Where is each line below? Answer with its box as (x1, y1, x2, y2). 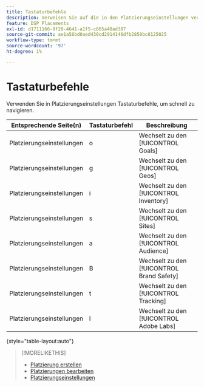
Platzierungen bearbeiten (30, 367, 94, 374)
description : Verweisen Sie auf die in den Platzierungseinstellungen (6, 15, 189, 21)
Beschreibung (146, 121, 188, 129)
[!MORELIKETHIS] (21, 349, 66, 356)
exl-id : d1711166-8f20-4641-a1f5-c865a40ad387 (6, 26, 126, 32)
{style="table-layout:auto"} (6, 337, 74, 344)
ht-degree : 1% (6, 49, 42, 55)
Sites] (138, 221, 156, 230)
